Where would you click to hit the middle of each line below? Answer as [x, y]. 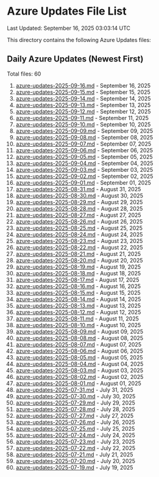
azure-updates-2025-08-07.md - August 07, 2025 [79, 344]
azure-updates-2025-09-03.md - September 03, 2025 [84, 169]
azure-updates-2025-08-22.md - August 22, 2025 [79, 247]
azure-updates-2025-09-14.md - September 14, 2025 [83, 98]
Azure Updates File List [67, 11]
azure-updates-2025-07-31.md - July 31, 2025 [74, 390]
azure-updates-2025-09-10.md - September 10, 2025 [83, 124]
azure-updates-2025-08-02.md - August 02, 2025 [79, 376]
